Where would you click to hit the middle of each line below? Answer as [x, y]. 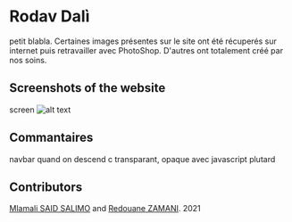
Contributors [46, 187]
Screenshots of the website [88, 88]
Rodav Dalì [50, 16]
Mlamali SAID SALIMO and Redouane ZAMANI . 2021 [105, 209]
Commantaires [51, 138]
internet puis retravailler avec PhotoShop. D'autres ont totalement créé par [146, 50]
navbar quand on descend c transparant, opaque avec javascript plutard [142, 159]
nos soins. [28, 60]
